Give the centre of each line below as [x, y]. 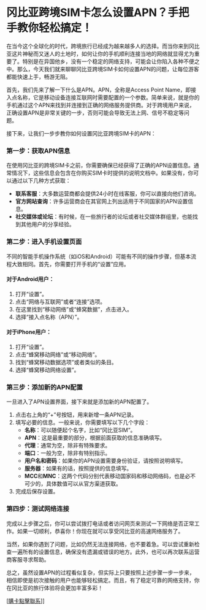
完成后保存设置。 [37, 492]
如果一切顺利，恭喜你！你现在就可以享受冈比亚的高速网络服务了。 [100, 531]
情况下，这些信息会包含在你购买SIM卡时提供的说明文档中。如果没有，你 [102, 173]
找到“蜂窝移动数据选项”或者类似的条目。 [66, 362]
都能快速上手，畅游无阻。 [39, 77]
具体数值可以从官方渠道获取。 [83, 484]
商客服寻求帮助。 [28, 559]
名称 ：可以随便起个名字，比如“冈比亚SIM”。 [80, 430]
